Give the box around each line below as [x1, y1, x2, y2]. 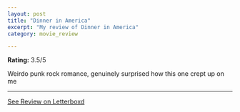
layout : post [7, 10, 46, 18]
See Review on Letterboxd [7, 97, 85, 106]
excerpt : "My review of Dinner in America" [7, 23, 139, 30]
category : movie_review [7, 30, 79, 38]
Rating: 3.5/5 [7, 56, 46, 65]
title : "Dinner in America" [7, 17, 91, 24]
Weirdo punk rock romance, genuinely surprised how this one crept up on [7, 69, 225, 78]
